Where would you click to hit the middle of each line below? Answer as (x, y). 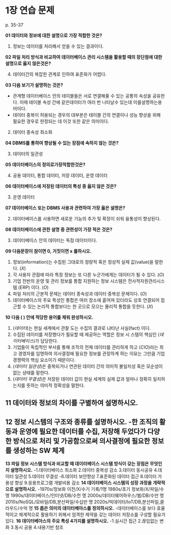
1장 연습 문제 (30, 10)
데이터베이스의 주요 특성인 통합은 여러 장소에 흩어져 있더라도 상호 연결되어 (86, 300)
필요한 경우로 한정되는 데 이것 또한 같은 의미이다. (61, 121)
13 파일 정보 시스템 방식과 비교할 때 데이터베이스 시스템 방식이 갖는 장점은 (77, 464)
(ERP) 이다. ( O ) (33, 287)
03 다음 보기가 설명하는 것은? (34, 85)
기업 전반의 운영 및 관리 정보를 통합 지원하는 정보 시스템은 (70, 281)
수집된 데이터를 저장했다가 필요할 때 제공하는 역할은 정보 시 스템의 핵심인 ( (86, 334)
